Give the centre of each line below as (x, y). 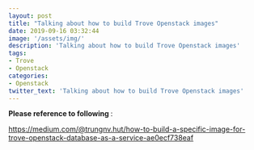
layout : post (30, 16)
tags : (17, 53)
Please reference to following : (61, 114)
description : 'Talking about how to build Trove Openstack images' (125, 46)
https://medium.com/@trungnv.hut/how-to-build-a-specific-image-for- (127, 129)
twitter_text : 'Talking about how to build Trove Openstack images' (126, 91)
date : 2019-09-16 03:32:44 (54, 31)
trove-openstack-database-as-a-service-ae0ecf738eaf (101, 138)
